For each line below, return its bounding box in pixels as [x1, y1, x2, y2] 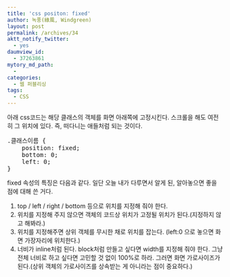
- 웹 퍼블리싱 [13, 81, 47, 88]
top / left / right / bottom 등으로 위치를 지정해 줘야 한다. [17, 202, 168, 210]
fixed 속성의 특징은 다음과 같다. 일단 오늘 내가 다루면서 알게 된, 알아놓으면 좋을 [7, 178, 218, 187]
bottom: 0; [21, 151, 59, 158]
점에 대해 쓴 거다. [7, 187, 54, 195]
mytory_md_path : [7, 61, 54, 68]
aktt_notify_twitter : [7, 36, 70, 43]
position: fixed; [21, 144, 81, 152]
